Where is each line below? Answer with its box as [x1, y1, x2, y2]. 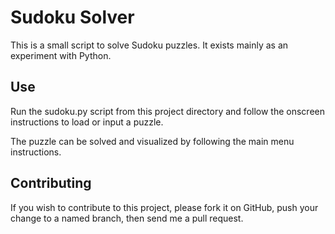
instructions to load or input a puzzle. [10, 116, 164, 128]
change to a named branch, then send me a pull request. [10, 212, 244, 224]
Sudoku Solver [10, 6, 135, 29]
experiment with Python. [10, 49, 112, 61]
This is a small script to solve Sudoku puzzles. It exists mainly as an [10, 39, 289, 51]
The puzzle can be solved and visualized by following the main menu [10, 135, 295, 147]
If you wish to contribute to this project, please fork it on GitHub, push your [10, 201, 319, 213]
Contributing [10, 175, 92, 192]
